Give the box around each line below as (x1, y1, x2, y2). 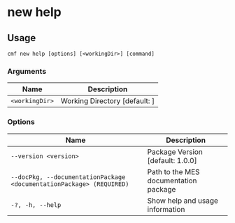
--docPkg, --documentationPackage (10, 173, 126, 181)
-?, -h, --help (10, 201, 62, 209)
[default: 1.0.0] (147, 155, 197, 165)
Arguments (7, 66, 47, 76)
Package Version (147, 147, 203, 157)
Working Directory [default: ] (60, 96, 155, 106)
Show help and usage (147, 196, 219, 206)
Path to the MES (147, 167, 201, 176)
